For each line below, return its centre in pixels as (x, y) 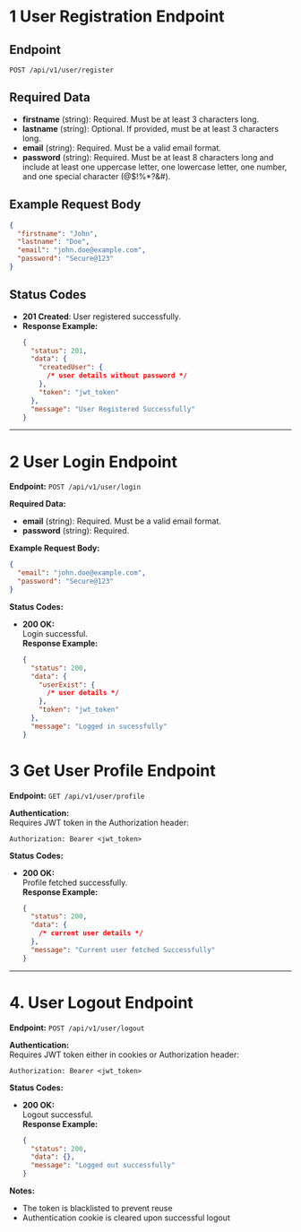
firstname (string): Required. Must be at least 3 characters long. (141, 119)
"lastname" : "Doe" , (54, 242)
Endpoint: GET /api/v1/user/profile (77, 795)
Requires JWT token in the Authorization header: (99, 822)
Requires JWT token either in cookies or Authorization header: (125, 1054)
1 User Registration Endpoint (117, 17)
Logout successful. (58, 1115)
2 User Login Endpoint (93, 461)
